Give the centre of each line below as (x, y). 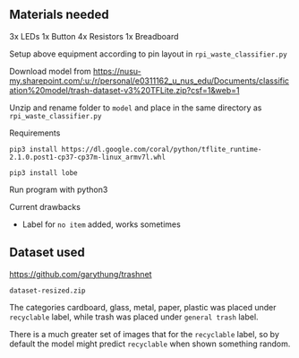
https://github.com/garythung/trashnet (81, 274)
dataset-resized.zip (48, 291)
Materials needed (59, 15)
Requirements (35, 133)
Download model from (50, 71)
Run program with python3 (59, 189)
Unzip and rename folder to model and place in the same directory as (136, 108)
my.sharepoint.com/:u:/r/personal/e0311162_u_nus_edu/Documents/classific (149, 81)
